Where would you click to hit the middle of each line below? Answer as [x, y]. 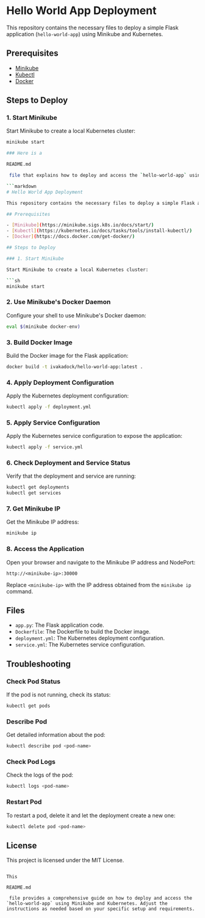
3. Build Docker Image [40, 342]
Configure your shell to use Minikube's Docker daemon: [76, 315]
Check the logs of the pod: [40, 775]
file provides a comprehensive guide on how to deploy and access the [100, 898]
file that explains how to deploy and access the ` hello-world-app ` [98, 176]
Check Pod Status [34, 681]
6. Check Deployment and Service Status [68, 463]
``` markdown [21, 186]
